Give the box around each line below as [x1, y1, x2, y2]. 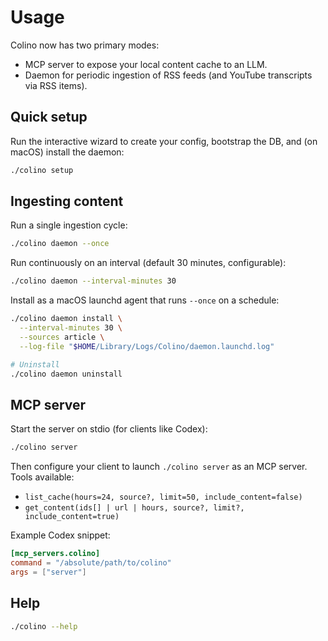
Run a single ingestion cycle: [10, 219, 128, 231]
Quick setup [10, 109, 88, 126]
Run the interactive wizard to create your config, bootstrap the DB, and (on [10, 135, 318, 147]
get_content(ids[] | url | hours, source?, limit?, [24, 503, 245, 513]
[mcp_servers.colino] [10, 549, 101, 559]
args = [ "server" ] [10, 567, 87, 577]
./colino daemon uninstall [10, 369, 123, 379]
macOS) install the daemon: [10, 146, 125, 158]
